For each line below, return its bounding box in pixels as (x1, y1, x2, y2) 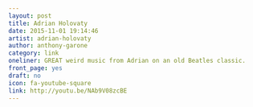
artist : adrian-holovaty (8, 34, 92, 43)
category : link (8, 49, 59, 57)
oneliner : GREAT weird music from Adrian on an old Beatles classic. (8, 57, 247, 65)
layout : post (8, 11, 52, 20)
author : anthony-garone (8, 42, 88, 50)
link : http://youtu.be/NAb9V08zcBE (8, 86, 128, 95)
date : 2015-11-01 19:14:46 (8, 27, 99, 35)
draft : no (8, 72, 42, 80)
